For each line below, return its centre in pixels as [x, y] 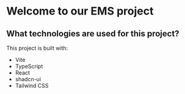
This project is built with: [37, 48]
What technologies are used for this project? [93, 34]
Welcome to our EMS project [80, 11]
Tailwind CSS [32, 86]
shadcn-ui [28, 79]
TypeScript [29, 66]
